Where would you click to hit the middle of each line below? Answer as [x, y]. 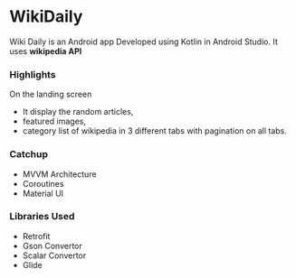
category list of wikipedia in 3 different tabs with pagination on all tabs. [154, 131]
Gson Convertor [53, 246]
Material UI [43, 193]
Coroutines [43, 183]
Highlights [33, 74]
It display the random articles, [78, 112]
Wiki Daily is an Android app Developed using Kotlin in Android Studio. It [143, 42]
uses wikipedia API [46, 51]
